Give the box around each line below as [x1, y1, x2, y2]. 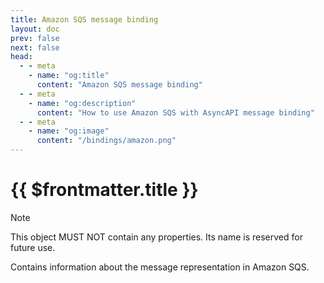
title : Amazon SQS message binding [10, 14, 159, 25]
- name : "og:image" [28, 126, 110, 136]
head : [10, 52, 33, 62]
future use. [10, 241, 56, 253]
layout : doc [10, 24, 60, 34]
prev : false [10, 33, 60, 43]
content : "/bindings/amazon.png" [36, 136, 177, 146]
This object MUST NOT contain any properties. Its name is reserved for [10, 231, 303, 243]
